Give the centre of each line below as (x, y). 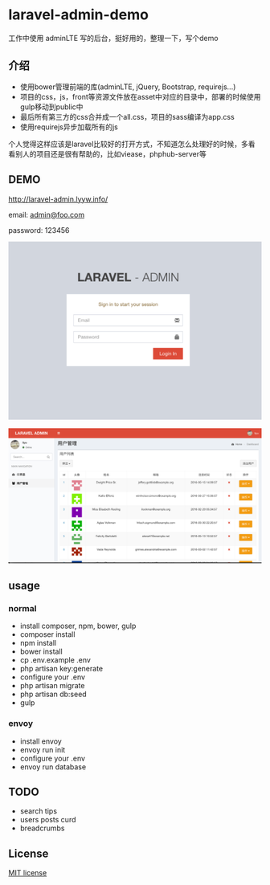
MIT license (28, 873)
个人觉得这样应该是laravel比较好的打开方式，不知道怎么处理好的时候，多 (129, 144)
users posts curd (48, 820)
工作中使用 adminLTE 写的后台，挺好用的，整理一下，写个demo (113, 38)
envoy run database (53, 767)
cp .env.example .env (55, 660)
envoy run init (43, 749)
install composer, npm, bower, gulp (78, 626)
